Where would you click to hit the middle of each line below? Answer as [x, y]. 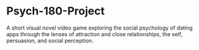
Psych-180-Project [56, 11]
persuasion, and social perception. [50, 40]
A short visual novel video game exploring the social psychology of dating [99, 28]
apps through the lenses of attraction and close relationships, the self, [94, 34]
